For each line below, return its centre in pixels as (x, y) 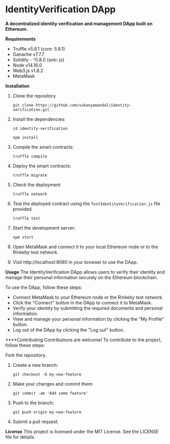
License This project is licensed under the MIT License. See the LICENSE (82, 431)
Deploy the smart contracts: (42, 166)
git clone (23, 105)
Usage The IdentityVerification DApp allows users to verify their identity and (85, 272)
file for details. (20, 437)
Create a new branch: (35, 365)
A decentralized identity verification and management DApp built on (79, 24)
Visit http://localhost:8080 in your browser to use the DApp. (75, 262)
